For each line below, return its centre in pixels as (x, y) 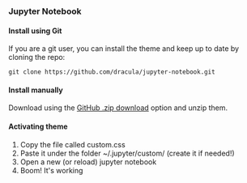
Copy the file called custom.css (72, 144)
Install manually (36, 90)
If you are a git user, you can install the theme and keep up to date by (124, 49)
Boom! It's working (51, 170)
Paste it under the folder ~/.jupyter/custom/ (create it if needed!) (127, 153)
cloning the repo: (37, 57)
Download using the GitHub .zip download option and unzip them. (118, 108)
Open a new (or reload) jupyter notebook (88, 162)
